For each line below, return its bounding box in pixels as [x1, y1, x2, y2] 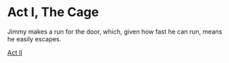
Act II [7, 48, 23, 57]
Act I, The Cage [7, 4, 99, 20]
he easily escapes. [7, 34, 62, 43]
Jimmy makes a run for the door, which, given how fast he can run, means [7, 27, 223, 36]
